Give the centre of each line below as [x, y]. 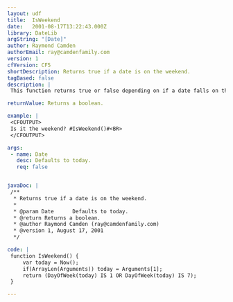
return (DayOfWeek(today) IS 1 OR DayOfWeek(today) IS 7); [110, 275]
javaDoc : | [23, 186]
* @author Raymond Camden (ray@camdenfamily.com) [86, 224]
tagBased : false [31, 78]
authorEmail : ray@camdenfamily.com [59, 53]
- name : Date [29, 154]
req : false [32, 167]
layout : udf [24, 14]
